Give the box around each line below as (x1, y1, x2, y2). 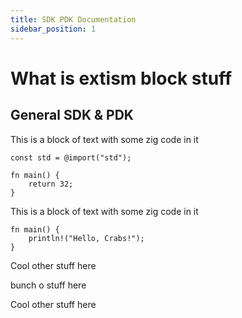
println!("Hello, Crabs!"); (28, 233, 145, 243)
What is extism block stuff (10, 67, 233, 90)
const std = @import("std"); (10, 152, 132, 163)
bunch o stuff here (10, 279, 87, 291)
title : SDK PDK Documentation (10, 14, 137, 25)
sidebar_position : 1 (10, 24, 97, 34)
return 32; (28, 179, 74, 189)
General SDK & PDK (10, 107, 134, 124)
